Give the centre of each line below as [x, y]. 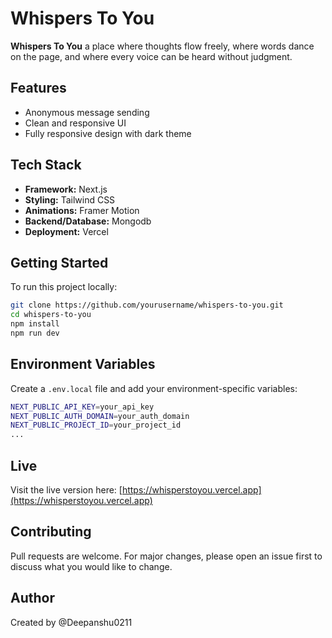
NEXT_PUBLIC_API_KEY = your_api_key [82, 407]
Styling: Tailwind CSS [70, 199]
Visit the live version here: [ [66, 490]
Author [32, 598]
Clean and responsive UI [75, 123]
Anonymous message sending [87, 112]
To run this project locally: [64, 287]
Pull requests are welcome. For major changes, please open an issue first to [166, 556]
